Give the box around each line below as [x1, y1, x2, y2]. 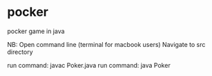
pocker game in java [7, 27, 65, 35]
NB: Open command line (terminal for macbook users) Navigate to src [7, 40, 206, 48]
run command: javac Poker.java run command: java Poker [7, 61, 171, 69]
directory [7, 48, 33, 56]
